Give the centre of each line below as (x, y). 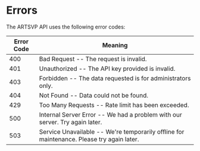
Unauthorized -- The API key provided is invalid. (107, 68)
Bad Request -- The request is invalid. (93, 59)
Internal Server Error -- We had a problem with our (111, 115)
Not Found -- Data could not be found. (94, 95)
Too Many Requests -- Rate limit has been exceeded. (114, 105)
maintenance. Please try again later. (89, 139)
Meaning (115, 45)
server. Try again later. (71, 122)
